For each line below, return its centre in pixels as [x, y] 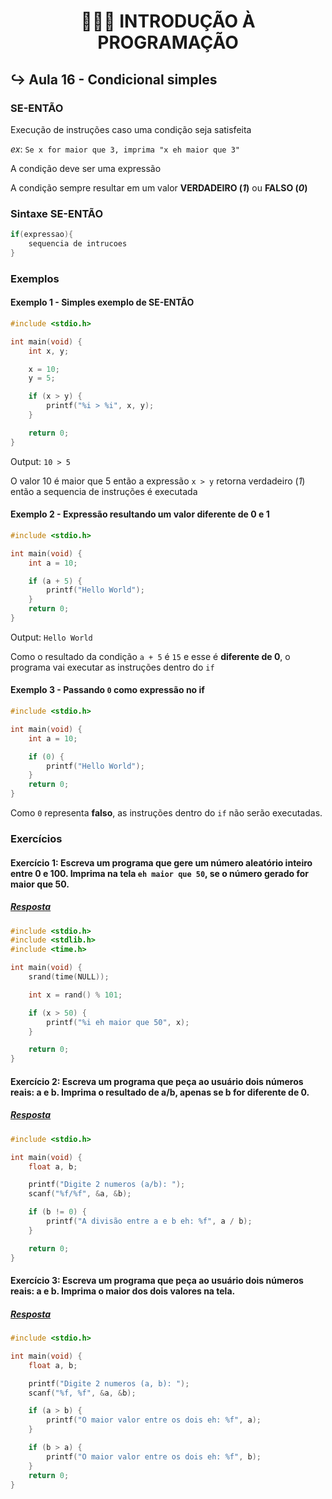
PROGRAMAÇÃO [168, 42]
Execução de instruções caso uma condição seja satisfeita [131, 129]
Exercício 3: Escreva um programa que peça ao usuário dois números [157, 1281]
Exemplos [35, 278]
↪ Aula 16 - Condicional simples [114, 79]
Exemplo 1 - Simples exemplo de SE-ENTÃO [102, 302]
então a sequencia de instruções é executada [104, 491]
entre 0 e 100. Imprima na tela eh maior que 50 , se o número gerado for [159, 873]
